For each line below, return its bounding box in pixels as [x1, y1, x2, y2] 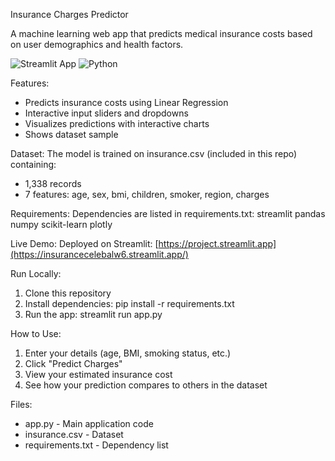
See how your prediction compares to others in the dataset [24, 379, 268, 391]
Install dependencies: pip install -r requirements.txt [24, 298, 235, 309]
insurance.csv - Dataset [24, 429, 124, 440]
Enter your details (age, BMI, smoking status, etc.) [24, 347, 232, 359]
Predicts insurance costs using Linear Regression [24, 97, 229, 108]
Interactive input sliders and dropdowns [24, 107, 189, 119]
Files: [10, 399, 33, 410]
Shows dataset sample [24, 129, 119, 140]
